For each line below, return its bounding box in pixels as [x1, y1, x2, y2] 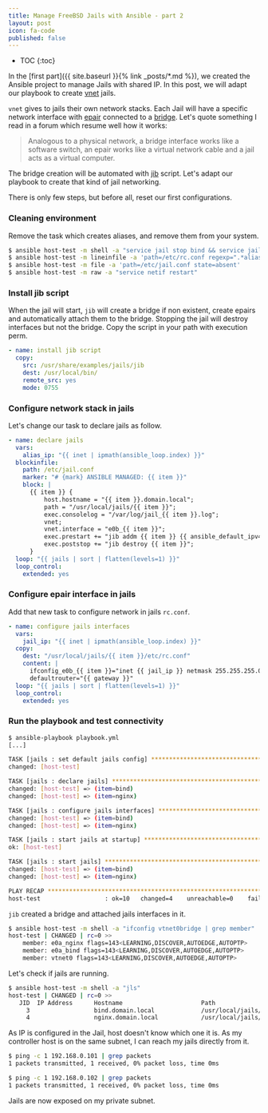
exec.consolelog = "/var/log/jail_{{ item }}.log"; [43, 511, 219, 519]
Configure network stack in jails [8, 403, 135, 414]
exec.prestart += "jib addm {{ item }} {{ [43, 533, 187, 541]
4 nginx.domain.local [26, 1014, 159, 1022]
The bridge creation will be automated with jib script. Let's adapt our [8, 169, 234, 178]
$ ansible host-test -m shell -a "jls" [8, 984, 141, 992]
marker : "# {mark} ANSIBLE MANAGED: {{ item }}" [22, 473, 187, 482]
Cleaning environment [8, 213, 97, 224]
